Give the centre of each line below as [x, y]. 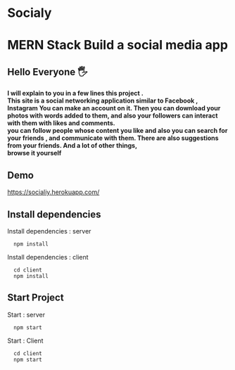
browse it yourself [34, 153]
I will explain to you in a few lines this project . [76, 94]
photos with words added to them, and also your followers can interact [113, 116]
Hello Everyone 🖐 [47, 72]
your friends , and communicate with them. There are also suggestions [113, 138]
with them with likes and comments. [61, 123]
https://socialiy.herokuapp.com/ [53, 192]
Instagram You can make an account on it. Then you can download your [114, 108]
